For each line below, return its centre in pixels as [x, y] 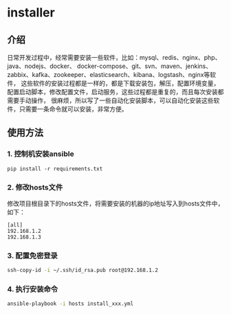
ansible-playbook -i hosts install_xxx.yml [70, 304]
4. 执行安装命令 [33, 289]
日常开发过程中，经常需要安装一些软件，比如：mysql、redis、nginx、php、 [114, 57]
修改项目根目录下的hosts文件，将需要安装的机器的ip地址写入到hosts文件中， [115, 203]
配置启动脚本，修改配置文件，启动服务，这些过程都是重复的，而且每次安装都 [115, 92]
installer [31, 13]
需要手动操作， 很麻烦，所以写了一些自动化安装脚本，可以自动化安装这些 [110, 100]
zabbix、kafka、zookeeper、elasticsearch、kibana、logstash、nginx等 [109, 75]
